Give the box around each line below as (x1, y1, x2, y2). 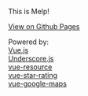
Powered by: (8, 37, 49, 46)
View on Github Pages (8, 22, 80, 31)
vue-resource (8, 62, 53, 72)
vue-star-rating (8, 71, 57, 79)
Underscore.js (8, 54, 54, 63)
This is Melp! (8, 7, 49, 16)
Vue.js (8, 46, 29, 54)
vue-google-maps (8, 79, 67, 88)
